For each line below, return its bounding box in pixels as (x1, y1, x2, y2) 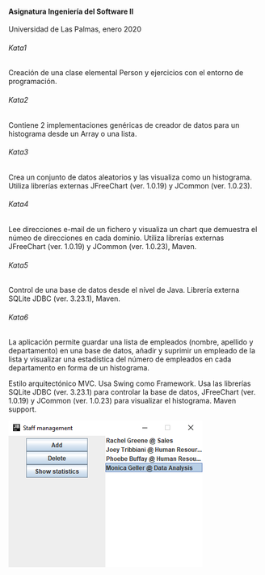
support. (8, 404, 37, 414)
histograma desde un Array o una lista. (8, 129, 137, 138)
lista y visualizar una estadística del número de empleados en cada (8, 354, 232, 364)
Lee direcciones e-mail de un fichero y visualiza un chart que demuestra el (8, 225, 258, 235)
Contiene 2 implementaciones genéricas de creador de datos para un (8, 120, 240, 129)
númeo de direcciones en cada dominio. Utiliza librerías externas (8, 233, 225, 243)
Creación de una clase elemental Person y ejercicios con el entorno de (8, 68, 244, 78)
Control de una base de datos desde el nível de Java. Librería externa (8, 285, 240, 295)
